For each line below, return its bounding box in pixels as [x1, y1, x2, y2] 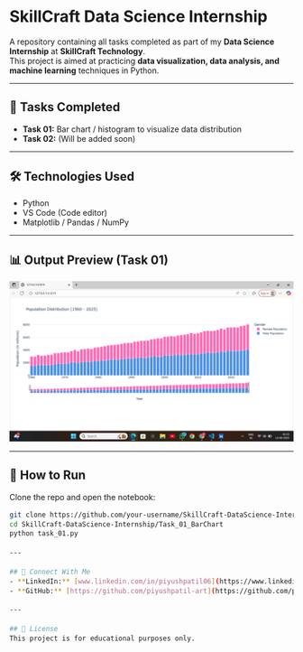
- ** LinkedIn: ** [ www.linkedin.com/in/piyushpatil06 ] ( [9, 576, 220, 586]
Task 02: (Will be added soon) [22, 133, 136, 144]
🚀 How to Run [9, 468, 87, 483]
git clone [9, 510, 47, 519]
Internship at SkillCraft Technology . [9, 45, 146, 56]
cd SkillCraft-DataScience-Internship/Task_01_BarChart [9, 519, 224, 529]
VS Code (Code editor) [22, 207, 108, 218]
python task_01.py [9, 529, 78, 538]
